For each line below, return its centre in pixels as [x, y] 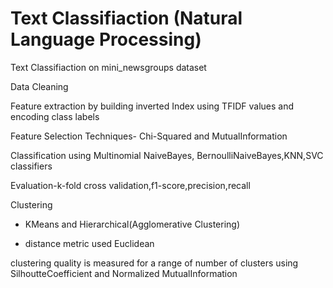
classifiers [31, 166]
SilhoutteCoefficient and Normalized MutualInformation [124, 273]
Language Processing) [106, 39]
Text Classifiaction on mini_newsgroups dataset [108, 67]
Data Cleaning [39, 86]
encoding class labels [55, 116]
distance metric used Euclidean [89, 243]
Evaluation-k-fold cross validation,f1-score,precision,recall [130, 185]
